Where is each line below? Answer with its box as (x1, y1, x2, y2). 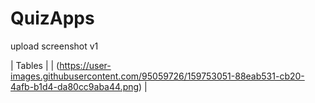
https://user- (59, 59, 112, 71)
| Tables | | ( (10, 59, 60, 71)
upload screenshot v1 (10, 40, 99, 52)
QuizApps (10, 7, 95, 30)
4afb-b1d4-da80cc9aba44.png (10, 80, 140, 92)
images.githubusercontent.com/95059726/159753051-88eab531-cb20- (10, 70, 305, 82)
